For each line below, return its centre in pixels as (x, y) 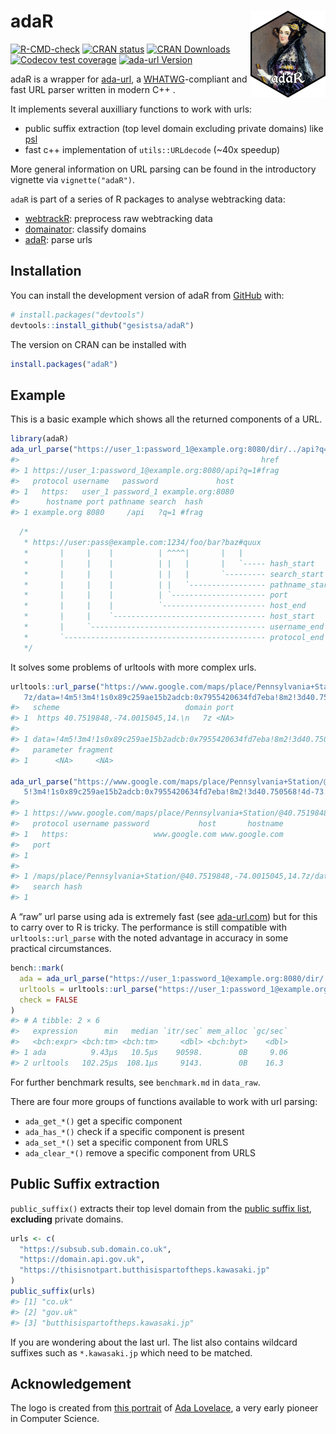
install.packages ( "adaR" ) (64, 364)
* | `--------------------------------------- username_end (174, 627)
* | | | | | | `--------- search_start (174, 574)
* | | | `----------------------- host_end (165, 606)
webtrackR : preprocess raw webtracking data (118, 218)
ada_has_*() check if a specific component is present (134, 1131)
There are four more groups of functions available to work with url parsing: (164, 1101)
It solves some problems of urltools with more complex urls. (133, 667)
